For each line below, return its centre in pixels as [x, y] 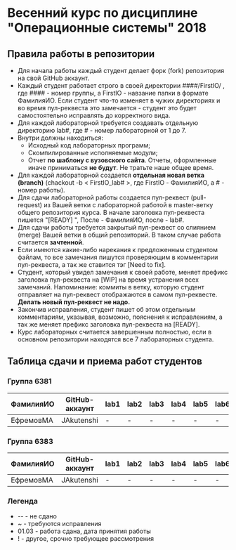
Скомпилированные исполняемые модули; [93, 153]
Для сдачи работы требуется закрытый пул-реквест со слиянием [117, 227]
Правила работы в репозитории [81, 54]
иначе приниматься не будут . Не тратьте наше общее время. [121, 168]
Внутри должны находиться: [60, 138]
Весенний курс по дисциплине [103, 13]
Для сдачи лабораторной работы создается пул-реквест [103, 197]
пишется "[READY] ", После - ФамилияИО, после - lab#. [101, 220]
